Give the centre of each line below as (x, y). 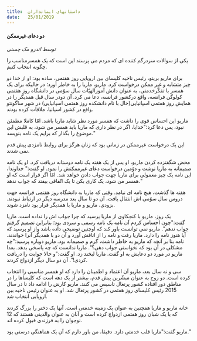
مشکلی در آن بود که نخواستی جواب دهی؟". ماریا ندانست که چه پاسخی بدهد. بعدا (95, 247)
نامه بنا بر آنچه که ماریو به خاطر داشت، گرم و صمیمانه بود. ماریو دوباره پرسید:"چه (95, 241)
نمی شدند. (18, 151)
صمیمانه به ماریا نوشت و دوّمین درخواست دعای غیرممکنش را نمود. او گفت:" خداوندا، (99, 168)
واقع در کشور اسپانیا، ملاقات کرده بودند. (50, 109)
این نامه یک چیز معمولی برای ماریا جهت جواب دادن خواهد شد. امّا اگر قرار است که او (99, 175)
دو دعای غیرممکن (26, 36)
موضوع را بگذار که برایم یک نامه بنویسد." (51, 133)
